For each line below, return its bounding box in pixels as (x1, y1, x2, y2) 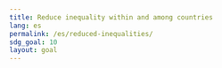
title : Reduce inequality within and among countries (9, 12, 214, 22)
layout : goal (9, 46, 58, 55)
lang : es (9, 21, 42, 30)
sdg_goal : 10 (9, 37, 58, 47)
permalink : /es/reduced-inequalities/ (9, 29, 153, 38)
